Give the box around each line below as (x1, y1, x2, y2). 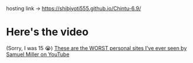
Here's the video (6, 26, 89, 38)
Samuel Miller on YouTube (6, 51, 70, 58)
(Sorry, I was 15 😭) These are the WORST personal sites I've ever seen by (6, 44, 187, 51)
